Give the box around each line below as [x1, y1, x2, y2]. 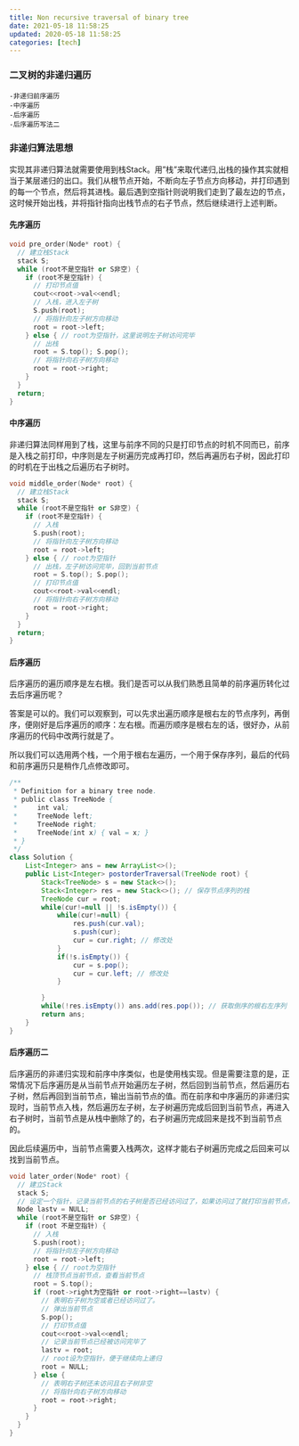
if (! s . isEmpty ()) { [56, 952, 129, 961]
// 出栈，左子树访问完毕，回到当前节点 [32, 562, 158, 571]
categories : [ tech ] [9, 37, 82, 47]
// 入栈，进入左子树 [32, 298, 99, 307]
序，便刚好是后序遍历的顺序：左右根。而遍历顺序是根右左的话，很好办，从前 [9, 719, 290, 731]
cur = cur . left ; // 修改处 [72, 968, 169, 978]
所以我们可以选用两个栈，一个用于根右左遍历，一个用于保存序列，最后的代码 [9, 749, 290, 760]
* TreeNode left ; [12, 812, 93, 821]
